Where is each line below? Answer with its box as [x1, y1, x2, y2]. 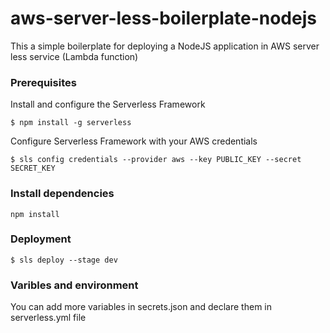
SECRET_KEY [10, 163, 56, 174]
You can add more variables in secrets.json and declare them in [10, 301, 273, 313]
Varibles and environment [10, 278, 139, 292]
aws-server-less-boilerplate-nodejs [10, 7, 317, 30]
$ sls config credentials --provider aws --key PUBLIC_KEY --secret [10, 155, 302, 165]
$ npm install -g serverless [10, 118, 132, 128]
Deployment [10, 232, 72, 246]
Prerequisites [10, 75, 77, 89]
